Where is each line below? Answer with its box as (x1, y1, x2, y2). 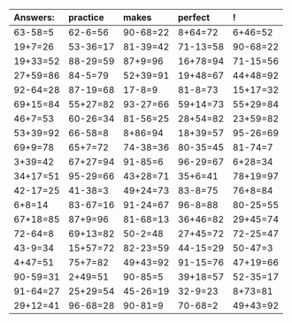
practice (68, 12, 104, 23)
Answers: (13, 12, 55, 23)
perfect (178, 12, 211, 23)
